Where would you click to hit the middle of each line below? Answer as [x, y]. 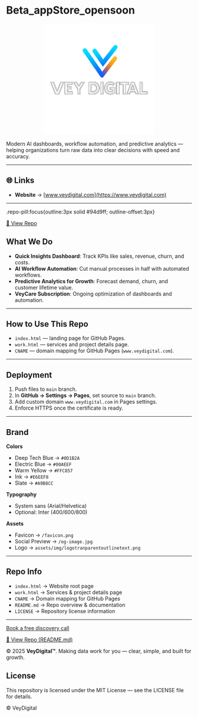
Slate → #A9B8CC [34, 483]
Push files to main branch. [46, 389]
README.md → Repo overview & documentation [70, 605]
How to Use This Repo [47, 324]
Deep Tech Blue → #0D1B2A [47, 458]
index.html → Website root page [54, 586]
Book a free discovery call [38, 628]
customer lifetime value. [44, 287]
